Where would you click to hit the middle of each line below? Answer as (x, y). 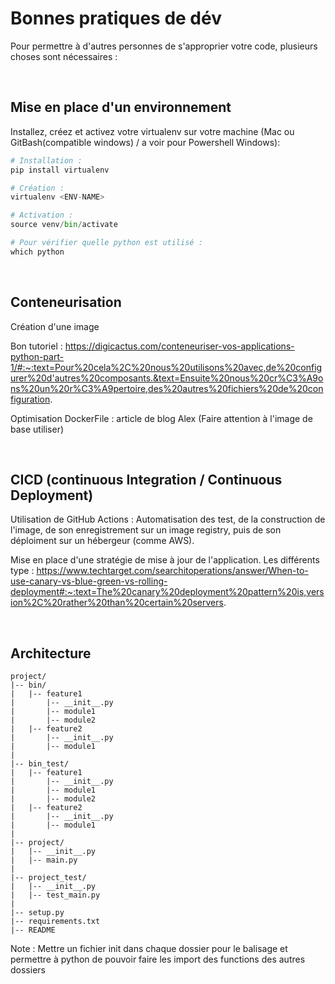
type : (22, 571)
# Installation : (46, 160)
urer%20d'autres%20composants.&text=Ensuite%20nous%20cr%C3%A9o (167, 378)
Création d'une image (55, 326)
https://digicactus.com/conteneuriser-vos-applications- (179, 346)
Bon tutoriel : (36, 346)
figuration (30, 399)
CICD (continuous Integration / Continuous (146, 479)
